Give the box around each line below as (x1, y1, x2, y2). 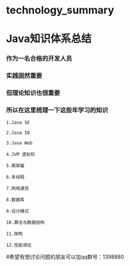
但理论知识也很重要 (6, 89, 60, 97)
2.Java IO (6, 130, 30, 136)
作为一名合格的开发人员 (6, 54, 72, 63)
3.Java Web (6, 140, 33, 146)
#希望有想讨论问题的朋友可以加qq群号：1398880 (6, 253, 124, 261)
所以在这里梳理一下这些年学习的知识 (6, 106, 108, 114)
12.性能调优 (6, 243, 32, 248)
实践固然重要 (6, 71, 43, 80)
